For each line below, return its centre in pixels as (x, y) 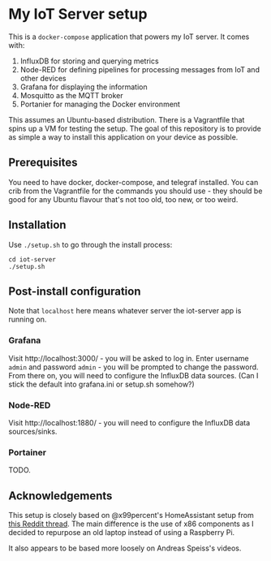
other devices (43, 78)
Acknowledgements (60, 496)
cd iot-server (32, 259)
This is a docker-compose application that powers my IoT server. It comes (129, 37)
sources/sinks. (33, 431)
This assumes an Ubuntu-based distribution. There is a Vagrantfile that (127, 119)
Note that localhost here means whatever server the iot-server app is (125, 311)
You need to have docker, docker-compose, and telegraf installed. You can (133, 182)
